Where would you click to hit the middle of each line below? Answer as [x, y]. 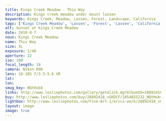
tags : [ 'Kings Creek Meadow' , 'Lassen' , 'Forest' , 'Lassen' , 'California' [84, 23]
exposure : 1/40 [21, 51]
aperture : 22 [19, 56]
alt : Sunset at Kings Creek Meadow [42, 28]
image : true [17, 111]
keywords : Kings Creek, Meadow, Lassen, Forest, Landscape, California [80, 19]
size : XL [14, 46]
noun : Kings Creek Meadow [32, 38]
